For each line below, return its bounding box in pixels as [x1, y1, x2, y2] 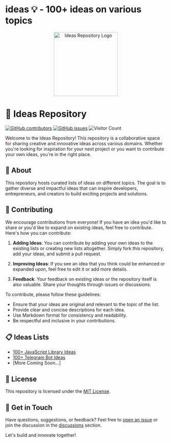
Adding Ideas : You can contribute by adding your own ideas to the [12, 239, 153, 246]
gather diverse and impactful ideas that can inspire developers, [5, 185, 138, 191]
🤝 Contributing [5, 206, 53, 214]
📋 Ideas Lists [5, 333, 50, 341]
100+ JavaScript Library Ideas [12, 349, 76, 355]
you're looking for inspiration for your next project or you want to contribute [5, 146, 164, 152]
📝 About [5, 166, 32, 175]
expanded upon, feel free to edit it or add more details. [12, 266, 128, 272]
